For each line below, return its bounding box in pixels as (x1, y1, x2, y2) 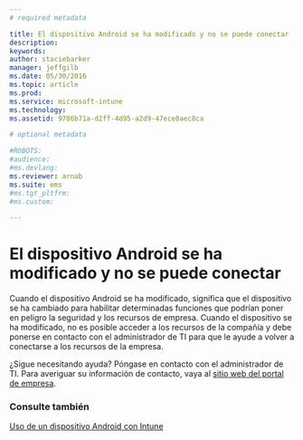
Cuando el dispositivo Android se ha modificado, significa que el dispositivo (9, 293, 292, 304)
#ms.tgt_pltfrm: (9, 188, 71, 197)
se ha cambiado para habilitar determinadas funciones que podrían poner (9, 302, 284, 313)
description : (9, 38, 59, 47)
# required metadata (9, 13, 88, 23)
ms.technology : (9, 105, 67, 114)
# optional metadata (9, 130, 88, 139)
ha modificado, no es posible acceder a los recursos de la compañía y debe (9, 322, 292, 333)
